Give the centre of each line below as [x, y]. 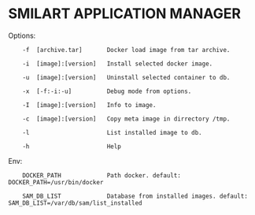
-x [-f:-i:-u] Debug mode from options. [107, 91]
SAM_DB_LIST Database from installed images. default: [135, 196]
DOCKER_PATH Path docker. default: [102, 175]
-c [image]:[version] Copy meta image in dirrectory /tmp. [126, 119]
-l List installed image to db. [112, 132]
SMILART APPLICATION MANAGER [125, 14]
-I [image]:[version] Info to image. [89, 105]
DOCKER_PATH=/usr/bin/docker [56, 182]
